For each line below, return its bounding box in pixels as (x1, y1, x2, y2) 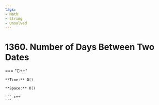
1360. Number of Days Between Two (5, 42, 155, 52)
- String (5, 16, 23, 21)
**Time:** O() (5, 77, 34, 83)
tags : (5, 7, 16, 12)
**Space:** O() (5, 86, 36, 91)
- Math (5, 12, 18, 17)
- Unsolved (5, 20, 27, 26)
